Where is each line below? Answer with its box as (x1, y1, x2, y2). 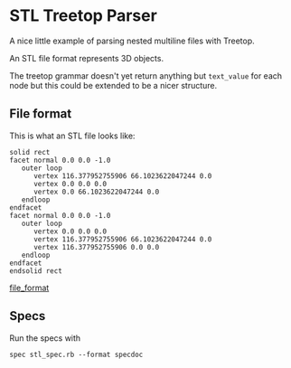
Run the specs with (9, 332, 81, 344)
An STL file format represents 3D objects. (9, 52, 164, 63)
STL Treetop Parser (9, 5, 158, 26)
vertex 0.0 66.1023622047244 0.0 (33, 187, 160, 196)
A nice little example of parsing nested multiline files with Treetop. (9, 35, 255, 46)
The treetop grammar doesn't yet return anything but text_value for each (9, 70, 283, 81)
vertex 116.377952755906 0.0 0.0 (33, 242, 160, 251)
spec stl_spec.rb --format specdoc (9, 350, 144, 359)
